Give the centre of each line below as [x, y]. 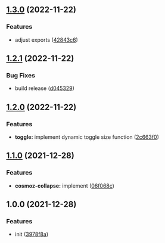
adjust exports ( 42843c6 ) [46, 40]
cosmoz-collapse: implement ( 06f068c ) [65, 186]
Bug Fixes [21, 75]
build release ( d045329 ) [44, 88]
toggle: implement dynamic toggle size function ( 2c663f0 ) [87, 137]
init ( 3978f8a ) [32, 234]
